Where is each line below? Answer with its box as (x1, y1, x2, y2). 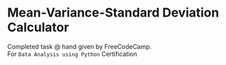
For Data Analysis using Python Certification (7, 50, 138, 58)
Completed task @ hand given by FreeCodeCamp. (7, 42, 152, 50)
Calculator (7, 19, 69, 35)
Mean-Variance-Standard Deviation (7, 5, 219, 21)
